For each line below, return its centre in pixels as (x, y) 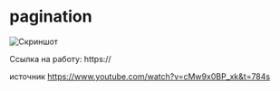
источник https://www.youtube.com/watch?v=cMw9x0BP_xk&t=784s (140, 76)
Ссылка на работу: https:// (60, 59)
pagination (51, 17)
